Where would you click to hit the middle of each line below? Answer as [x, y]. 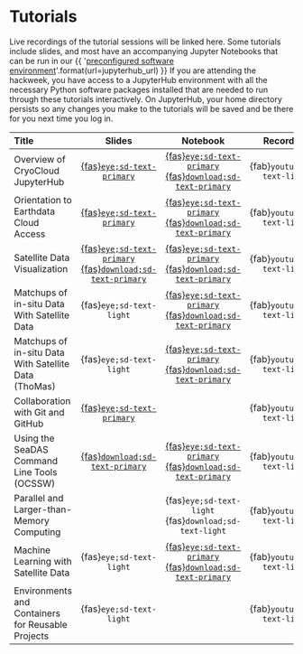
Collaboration [42, 401]
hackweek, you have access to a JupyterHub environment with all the [138, 79]
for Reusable [41, 624]
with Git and [39, 412]
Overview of [40, 159]
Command [36, 461]
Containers [37, 613]
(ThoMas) [35, 386]
